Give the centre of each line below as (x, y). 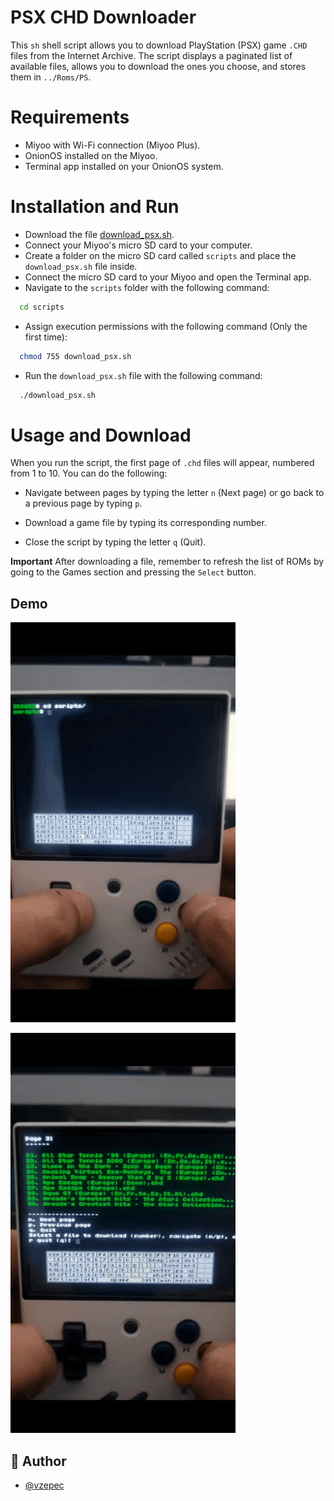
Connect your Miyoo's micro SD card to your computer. (138, 245)
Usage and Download (101, 435)
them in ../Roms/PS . (51, 77)
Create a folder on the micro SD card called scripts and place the (160, 255)
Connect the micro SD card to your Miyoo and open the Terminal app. (168, 277)
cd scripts (42, 307)
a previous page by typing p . (83, 503)
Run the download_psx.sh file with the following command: (143, 375)
